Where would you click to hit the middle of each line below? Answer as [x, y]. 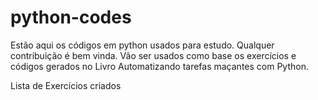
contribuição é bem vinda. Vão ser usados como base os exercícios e [153, 55]
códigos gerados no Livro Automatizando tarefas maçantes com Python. [159, 66]
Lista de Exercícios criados [66, 85]
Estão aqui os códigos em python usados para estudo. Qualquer [142, 45]
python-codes [71, 17]
